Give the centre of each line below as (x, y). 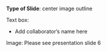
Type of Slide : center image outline (49, 9)
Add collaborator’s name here (51, 31)
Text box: (18, 20)
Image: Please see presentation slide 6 (53, 43)
